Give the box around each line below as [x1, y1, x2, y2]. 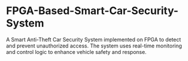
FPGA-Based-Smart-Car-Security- [6, 4, 179, 18]
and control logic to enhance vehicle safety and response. [6, 48, 147, 55]
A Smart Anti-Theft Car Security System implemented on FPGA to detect [6, 36, 181, 43]
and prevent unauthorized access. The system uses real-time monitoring [6, 42, 182, 49]
